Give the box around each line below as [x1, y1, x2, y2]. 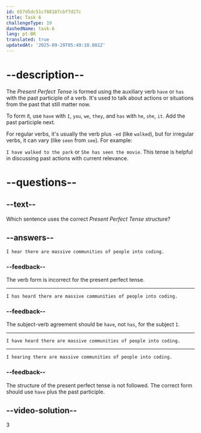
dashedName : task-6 [6, 25, 55, 32]
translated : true [6, 37, 50, 43]
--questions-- [6, 176, 77, 189]
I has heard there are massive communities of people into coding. [6, 293, 178, 299]
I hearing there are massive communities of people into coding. [6, 354, 172, 360]
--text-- [6, 199, 36, 210]
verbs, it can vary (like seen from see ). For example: [6, 136, 133, 144]
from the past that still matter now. [6, 100, 91, 108]
